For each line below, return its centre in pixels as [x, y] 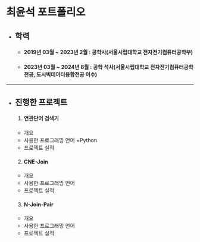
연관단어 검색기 [41, 118]
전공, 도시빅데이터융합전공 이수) [60, 74]
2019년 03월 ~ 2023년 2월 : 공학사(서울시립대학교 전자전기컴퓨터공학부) [108, 52]
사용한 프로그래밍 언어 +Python [60, 140]
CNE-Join [36, 162]
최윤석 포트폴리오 [46, 12]
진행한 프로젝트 [41, 102]
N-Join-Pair [38, 204]
